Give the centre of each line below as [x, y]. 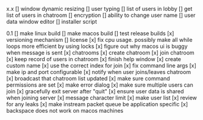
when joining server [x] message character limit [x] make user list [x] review [101, 98]
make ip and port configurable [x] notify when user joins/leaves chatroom [99, 72]
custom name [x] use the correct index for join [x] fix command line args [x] [101, 65]
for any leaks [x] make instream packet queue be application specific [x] [97, 104]
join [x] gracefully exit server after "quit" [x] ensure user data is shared [95, 91]
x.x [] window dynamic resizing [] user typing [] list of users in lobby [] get [99, 9]
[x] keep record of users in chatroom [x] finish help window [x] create [94, 59]
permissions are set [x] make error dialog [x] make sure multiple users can [100, 85]
